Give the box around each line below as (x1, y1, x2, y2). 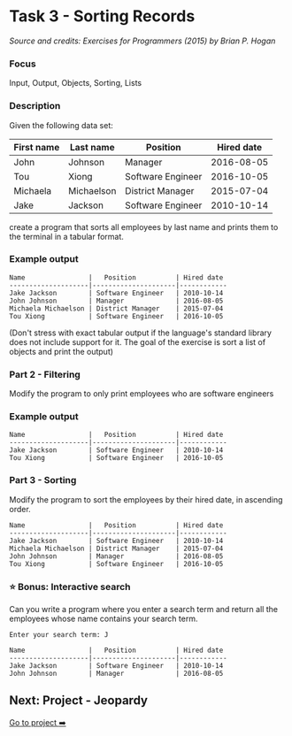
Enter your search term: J (9, 631, 109, 640)
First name (13, 141, 60, 153)
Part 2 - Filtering (9, 368, 81, 380)
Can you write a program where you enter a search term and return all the (9, 604, 279, 615)
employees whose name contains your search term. (9, 613, 198, 625)
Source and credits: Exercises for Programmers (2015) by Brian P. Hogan (9, 35, 276, 46)
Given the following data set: (9, 119, 113, 130)
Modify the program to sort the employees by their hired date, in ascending (9, 494, 283, 505)
